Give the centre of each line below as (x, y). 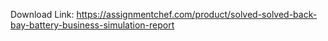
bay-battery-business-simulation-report (92, 25)
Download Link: (42, 14)
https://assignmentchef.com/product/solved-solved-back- (197, 14)
